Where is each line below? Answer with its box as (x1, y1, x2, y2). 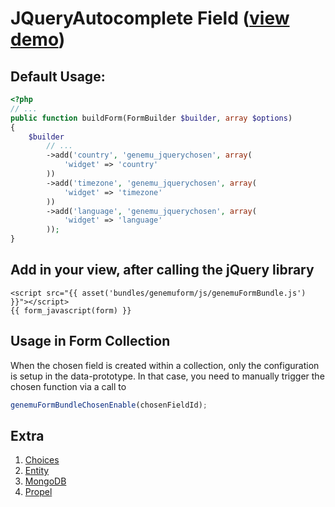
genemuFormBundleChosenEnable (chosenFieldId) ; (10, 400, 208, 410)
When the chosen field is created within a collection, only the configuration (10, 359, 320, 371)
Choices (24, 454, 60, 466)
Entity (24, 465, 50, 477)
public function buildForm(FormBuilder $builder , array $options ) (10, 113, 293, 123)
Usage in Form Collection (10, 333, 171, 350)
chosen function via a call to (10, 380, 127, 392)
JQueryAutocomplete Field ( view (10, 7, 290, 30)
